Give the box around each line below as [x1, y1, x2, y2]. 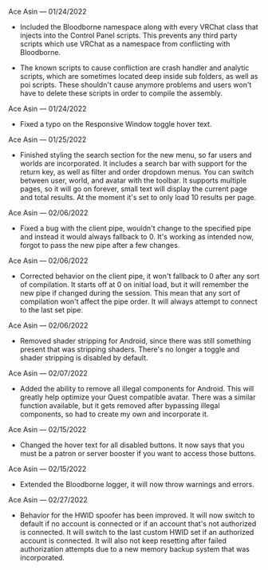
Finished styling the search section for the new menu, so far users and [19, 151, 252, 159]
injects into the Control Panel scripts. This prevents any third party [19, 31, 238, 40]
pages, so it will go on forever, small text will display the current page [19, 184, 247, 194]
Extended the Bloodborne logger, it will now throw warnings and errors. [19, 480, 255, 489]
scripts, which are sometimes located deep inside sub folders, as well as [19, 72, 258, 81]
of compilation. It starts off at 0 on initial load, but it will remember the [19, 280, 249, 289]
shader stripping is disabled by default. [19, 353, 149, 362]
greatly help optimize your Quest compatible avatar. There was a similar [19, 392, 256, 402]
